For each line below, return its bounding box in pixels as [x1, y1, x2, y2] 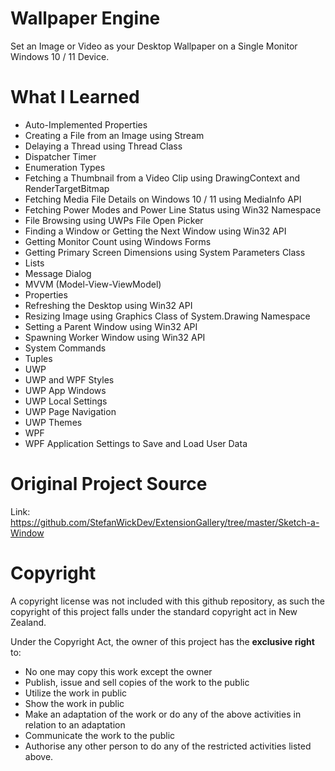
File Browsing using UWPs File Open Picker [24, 214, 204, 226]
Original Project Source [10, 473, 208, 496]
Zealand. [10, 616, 47, 628]
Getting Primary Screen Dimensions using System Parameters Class [24, 246, 306, 258]
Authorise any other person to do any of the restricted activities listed [24, 740, 312, 752]
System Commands [24, 342, 107, 354]
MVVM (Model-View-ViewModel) [24, 278, 162, 290]
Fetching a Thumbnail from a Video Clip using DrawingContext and [24, 172, 301, 184]
